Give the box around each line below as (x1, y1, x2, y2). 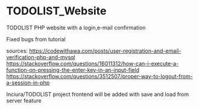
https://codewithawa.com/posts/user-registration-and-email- (29, 47, 182, 54)
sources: (6, 47, 28, 54)
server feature (6, 97, 42, 104)
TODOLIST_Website (6, 4, 107, 18)
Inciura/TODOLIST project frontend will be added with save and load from (6, 90, 189, 98)
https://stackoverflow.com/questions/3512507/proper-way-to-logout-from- (6, 72, 193, 80)
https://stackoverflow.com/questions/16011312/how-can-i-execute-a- (6, 60, 179, 67)
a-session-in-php (6, 79, 50, 86)
